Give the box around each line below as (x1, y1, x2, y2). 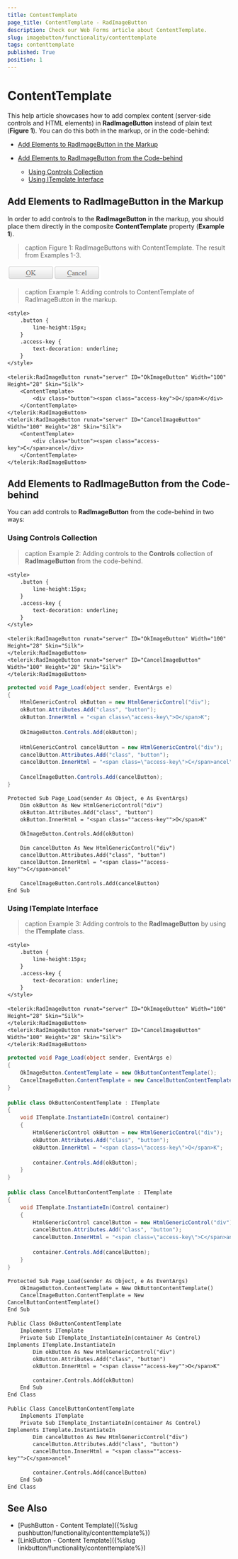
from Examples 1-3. (24, 250, 81, 259)
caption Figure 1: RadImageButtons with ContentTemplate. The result (24, 243, 225, 252)
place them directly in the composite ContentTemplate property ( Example (7, 222, 225, 231)
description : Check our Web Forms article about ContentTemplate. (7, 26, 208, 33)
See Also (7, 1502, 47, 1514)
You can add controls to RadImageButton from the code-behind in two (7, 508, 215, 516)
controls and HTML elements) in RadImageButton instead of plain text (7, 118, 212, 127)
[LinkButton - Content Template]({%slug (17, 1536, 136, 1545)
